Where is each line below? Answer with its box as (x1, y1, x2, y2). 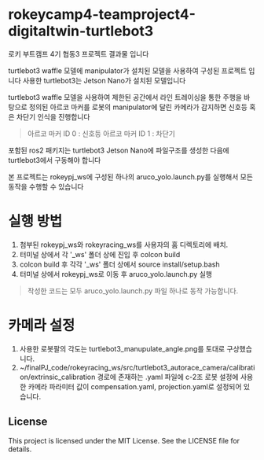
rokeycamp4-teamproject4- (8, 6, 196, 24)
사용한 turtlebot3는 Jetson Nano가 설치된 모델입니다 (22, 75, 186, 85)
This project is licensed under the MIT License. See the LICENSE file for (8, 436, 240, 445)
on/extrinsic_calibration (19, 372, 96, 381)
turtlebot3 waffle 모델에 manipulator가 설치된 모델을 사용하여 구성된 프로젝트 (8, 65, 247, 75)
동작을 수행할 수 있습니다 (8, 182, 84, 191)
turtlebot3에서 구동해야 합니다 (8, 155, 101, 164)
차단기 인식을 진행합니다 (16, 112, 90, 121)
